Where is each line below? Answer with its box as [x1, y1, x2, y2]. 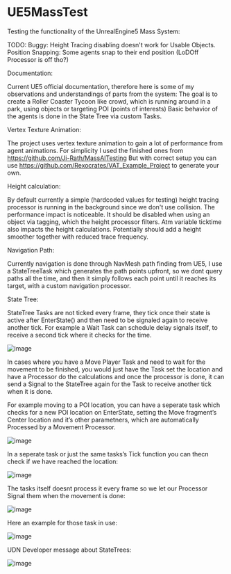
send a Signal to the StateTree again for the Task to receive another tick [7, 380, 212, 388]
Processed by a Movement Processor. [7, 422, 116, 431]
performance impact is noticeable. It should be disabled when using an [7, 210, 210, 218]
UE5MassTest [7, 4, 88, 20]
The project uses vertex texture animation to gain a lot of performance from [7, 138, 223, 147]
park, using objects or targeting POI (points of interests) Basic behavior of [7, 104, 219, 113]
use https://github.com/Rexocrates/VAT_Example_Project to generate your [7, 161, 220, 169]
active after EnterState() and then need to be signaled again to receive [7, 316, 208, 324]
